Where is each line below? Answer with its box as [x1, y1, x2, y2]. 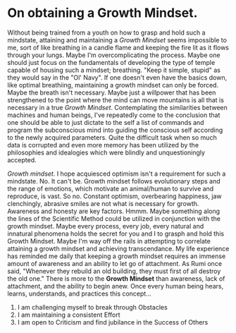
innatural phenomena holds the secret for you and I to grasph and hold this [7, 229, 224, 238]
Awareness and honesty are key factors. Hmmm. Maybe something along [7, 207, 221, 215]
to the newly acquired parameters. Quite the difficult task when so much [7, 133, 217, 142]
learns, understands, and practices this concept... [7, 289, 151, 298]
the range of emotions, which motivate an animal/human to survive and [7, 184, 214, 193]
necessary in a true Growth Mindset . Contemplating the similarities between [7, 103, 228, 111]
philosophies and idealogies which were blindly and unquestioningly [7, 148, 206, 157]
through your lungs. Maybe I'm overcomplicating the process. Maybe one [7, 51, 221, 59]
